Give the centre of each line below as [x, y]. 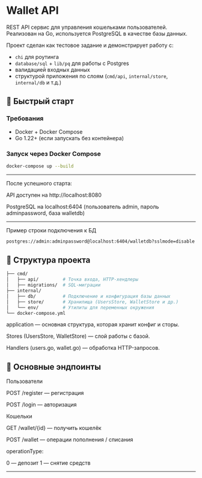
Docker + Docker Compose [49, 132]
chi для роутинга [37, 57]
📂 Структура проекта [48, 260]
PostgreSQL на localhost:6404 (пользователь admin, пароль [83, 206]
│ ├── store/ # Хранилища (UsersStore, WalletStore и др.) [93, 302]
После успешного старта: [39, 183]
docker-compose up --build [40, 166]
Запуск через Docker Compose [54, 154]
